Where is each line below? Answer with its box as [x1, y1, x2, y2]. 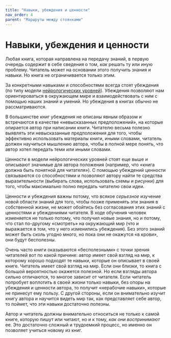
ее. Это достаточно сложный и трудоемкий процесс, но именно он [5, 322, 152, 328]
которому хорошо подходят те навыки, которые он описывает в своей [5, 258, 160, 264]
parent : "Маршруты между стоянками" [5, 17, 83, 22]
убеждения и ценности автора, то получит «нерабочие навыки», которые [5, 285, 166, 291]
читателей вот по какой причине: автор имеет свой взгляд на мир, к [5, 252, 155, 258]
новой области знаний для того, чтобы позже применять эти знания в [5, 199, 158, 205]
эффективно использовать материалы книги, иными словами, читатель [5, 136, 162, 142]
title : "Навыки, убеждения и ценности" [5, 7, 90, 13]
